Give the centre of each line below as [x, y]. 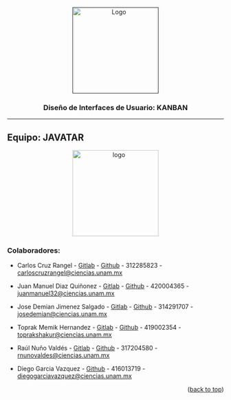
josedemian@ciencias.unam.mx [62, 314]
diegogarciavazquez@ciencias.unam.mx [74, 376]
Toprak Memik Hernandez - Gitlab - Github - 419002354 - [99, 328]
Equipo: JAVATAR [46, 137]
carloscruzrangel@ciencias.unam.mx [69, 273]
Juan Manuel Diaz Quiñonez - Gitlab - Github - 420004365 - [103, 286]
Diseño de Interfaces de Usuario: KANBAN [115, 107]
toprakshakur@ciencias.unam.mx [64, 335]
